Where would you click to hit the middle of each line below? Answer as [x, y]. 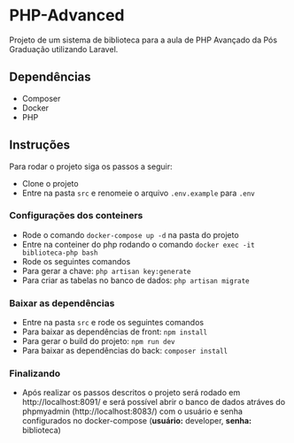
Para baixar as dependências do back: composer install [125, 351]
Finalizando [35, 374]
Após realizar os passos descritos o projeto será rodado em [131, 393]
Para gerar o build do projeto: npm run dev [98, 341]
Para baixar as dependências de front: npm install [115, 332]
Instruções [40, 145]
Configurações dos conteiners [76, 216]
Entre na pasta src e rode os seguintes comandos [113, 323]
